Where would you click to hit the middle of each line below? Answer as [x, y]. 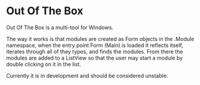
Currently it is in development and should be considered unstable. [87, 75]
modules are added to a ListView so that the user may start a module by [95, 58]
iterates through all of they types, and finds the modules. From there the [95, 51]
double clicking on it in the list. [44, 64]
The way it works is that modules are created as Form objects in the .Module [100, 39]
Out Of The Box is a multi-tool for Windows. [60, 27]
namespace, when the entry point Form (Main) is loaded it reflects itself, [95, 45]
